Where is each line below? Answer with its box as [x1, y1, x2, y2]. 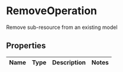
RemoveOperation [6, 4, 98, 18]
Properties [6, 41, 46, 51]
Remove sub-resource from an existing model [6, 24, 118, 31]
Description [52, 58, 86, 66]
